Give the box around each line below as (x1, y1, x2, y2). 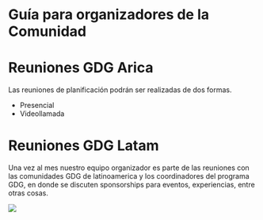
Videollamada (19, 109, 65, 118)
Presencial (19, 101, 55, 110)
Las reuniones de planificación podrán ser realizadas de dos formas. (8, 85, 232, 95)
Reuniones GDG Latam (8, 137, 159, 155)
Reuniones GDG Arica (8, 59, 154, 77)
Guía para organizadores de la (8, 6, 210, 24)
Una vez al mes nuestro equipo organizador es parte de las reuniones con (8, 163, 250, 172)
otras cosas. (8, 188, 49, 198)
